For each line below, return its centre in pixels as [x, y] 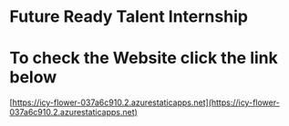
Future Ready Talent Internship [129, 17]
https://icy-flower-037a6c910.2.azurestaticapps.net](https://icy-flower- [146, 102]
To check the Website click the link [144, 58]
